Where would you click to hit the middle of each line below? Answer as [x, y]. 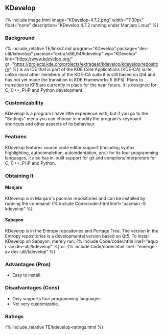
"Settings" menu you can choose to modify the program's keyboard [73, 119]
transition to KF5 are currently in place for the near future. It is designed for [81, 85]
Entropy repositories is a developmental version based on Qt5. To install [77, 236]
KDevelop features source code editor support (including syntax [70, 147]
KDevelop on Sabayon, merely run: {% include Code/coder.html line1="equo [81, 241]
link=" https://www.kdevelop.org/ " [39, 59]
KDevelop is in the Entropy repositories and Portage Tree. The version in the [82, 231]
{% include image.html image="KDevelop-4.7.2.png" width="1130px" [75, 20]
